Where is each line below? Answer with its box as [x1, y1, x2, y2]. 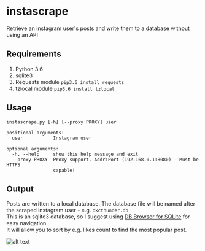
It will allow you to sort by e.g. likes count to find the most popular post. [6, 226, 187, 234]
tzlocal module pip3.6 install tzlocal [15, 85, 115, 92]
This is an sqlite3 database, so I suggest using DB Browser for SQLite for [6, 213, 190, 220]
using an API [6, 31, 39, 38]
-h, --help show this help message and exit [12, 151, 139, 157]
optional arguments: [6, 145, 60, 152]
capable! [53, 167, 75, 173]
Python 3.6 [15, 65, 43, 72]
